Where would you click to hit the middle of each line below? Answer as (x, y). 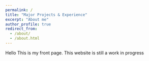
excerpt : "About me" (27, 19)
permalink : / (19, 10)
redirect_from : (21, 29)
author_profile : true (28, 24)
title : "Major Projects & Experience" (46, 15)
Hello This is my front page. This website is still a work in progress (74, 53)
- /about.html (25, 39)
